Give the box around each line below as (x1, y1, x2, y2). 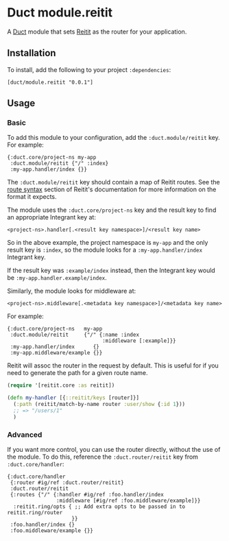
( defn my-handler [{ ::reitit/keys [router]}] (7, 394, 139, 402)
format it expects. (7, 193, 57, 201)
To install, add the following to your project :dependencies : (7, 65, 171, 73)
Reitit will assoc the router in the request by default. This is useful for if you (7, 361, 219, 370)
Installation (7, 47, 56, 59)
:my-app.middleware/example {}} (10, 350, 103, 357)
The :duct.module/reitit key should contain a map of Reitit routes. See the (7, 178, 221, 187)
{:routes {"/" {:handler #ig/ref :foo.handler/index (10, 492, 165, 498)
